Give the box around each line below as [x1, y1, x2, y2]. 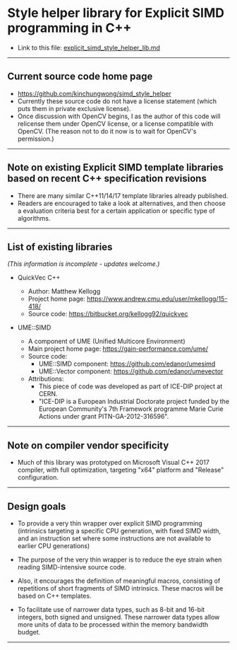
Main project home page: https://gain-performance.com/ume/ [28, 344, 209, 353]
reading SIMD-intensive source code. [17, 563, 127, 571]
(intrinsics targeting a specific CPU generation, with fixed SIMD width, [17, 527, 221, 535]
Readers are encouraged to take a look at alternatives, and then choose [17, 199, 226, 207]
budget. [17, 628, 41, 636]
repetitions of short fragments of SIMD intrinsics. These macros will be [17, 584, 224, 592]
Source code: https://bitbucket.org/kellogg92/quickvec [28, 310, 188, 318]
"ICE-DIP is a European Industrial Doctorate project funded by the [38, 397, 230, 406]
